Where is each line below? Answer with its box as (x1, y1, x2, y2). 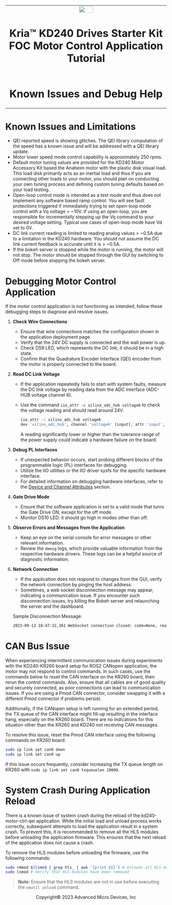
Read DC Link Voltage (12, 371, 60, 377)
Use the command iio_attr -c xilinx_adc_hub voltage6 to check (20, 402, 160, 408)
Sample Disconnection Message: (12, 613, 82, 620)
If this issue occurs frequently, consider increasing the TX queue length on (5, 761, 163, 767)
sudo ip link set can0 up (5, 752, 60, 757)
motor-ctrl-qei (5, 817, 35, 824)
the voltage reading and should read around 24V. (20, 407, 124, 414)
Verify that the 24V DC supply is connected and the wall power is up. (20, 339, 166, 345)
